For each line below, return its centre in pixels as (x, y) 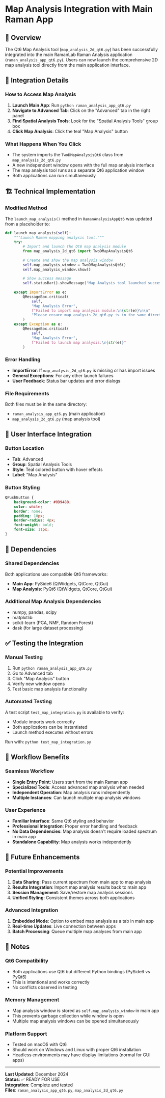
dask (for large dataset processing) (48, 628)
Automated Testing (28, 702)
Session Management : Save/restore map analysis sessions (72, 892)
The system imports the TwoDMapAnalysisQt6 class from (68, 154)
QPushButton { (20, 497)
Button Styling (23, 487)
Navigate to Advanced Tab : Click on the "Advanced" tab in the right (81, 110)
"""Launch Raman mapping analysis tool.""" (59, 237)
